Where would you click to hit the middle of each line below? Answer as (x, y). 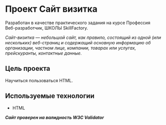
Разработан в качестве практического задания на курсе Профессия (78, 23)
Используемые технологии (50, 96)
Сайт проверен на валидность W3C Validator (55, 117)
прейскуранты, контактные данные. (44, 53)
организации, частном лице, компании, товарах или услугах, (71, 48)
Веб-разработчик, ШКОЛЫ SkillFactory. (47, 28)
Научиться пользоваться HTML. (39, 80)
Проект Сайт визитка (51, 9)
